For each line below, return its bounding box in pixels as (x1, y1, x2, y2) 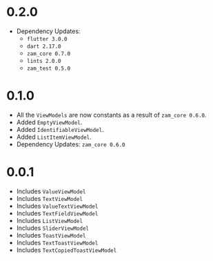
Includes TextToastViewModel (16, 238, 99, 246)
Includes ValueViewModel (16, 187, 86, 195)
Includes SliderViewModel (16, 224, 89, 232)
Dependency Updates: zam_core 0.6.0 (16, 139, 125, 148)
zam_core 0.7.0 (26, 50, 70, 57)
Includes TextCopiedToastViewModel (16, 246, 117, 254)
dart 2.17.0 (26, 43, 61, 50)
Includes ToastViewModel (16, 231, 86, 239)
